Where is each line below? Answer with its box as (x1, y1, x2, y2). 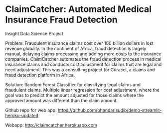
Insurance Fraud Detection (5, 14, 118, 25)
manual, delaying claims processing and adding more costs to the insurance (5, 51, 162, 57)
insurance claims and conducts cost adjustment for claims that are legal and (5, 61, 162, 67)
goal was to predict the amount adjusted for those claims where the (5, 92, 144, 98)
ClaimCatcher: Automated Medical (5, 3, 152, 15)
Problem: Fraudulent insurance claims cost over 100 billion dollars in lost (5, 40, 154, 46)
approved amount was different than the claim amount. (5, 97, 118, 103)
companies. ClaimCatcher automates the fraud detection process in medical (5, 56, 162, 62)
